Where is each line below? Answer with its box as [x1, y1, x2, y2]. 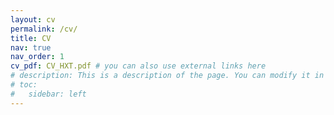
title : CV [10, 33, 52, 43]
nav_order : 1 [10, 52, 65, 62]
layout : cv [10, 14, 56, 25]
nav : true [10, 42, 52, 53]
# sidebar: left [10, 89, 87, 99]
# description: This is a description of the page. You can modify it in [10, 71, 325, 81]
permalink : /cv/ [10, 24, 78, 34]
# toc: [10, 80, 38, 90]
